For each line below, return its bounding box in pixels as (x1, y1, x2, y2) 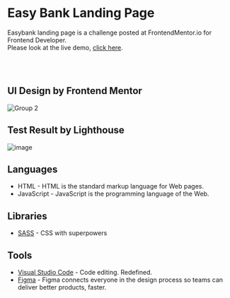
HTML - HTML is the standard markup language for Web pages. (17, 182, 204, 191)
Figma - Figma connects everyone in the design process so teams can (17, 275, 224, 284)
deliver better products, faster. (17, 283, 107, 291)
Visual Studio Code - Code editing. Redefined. (17, 268, 153, 276)
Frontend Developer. (7, 35, 67, 44)
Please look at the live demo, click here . (7, 43, 124, 52)
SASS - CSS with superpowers (17, 229, 108, 237)
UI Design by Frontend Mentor (7, 85, 143, 97)
